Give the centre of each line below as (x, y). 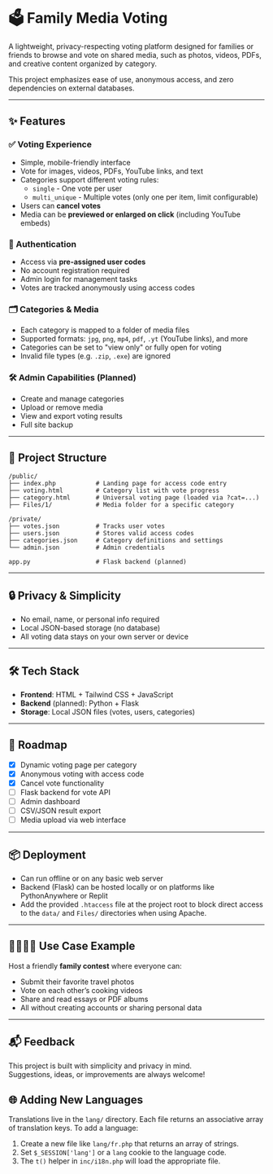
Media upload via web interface (73, 820)
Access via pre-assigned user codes (83, 262)
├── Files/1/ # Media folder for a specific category (121, 505)
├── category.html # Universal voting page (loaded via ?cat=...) (134, 498)
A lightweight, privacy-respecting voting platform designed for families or (131, 46)
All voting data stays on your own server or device (104, 637)
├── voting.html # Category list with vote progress (114, 491)
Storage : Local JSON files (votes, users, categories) (108, 711)
